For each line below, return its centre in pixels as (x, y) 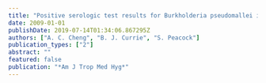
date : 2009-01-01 (37, 23)
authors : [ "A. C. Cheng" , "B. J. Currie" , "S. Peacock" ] (104, 38)
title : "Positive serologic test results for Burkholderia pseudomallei (131, 15)
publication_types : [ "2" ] (51, 45)
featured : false (35, 60)
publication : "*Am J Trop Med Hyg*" (68, 67)
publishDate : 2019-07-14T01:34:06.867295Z (79, 30)
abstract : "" (30, 52)
